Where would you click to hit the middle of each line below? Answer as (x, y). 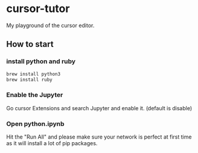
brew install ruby (29, 80)
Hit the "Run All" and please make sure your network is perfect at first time (99, 137)
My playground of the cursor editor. (50, 25)
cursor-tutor (38, 9)
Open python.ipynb (35, 123)
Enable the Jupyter (35, 95)
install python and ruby (41, 61)
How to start (30, 44)
